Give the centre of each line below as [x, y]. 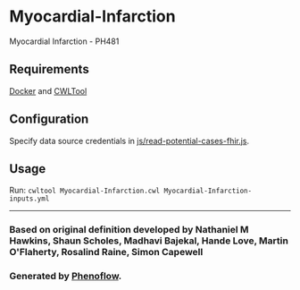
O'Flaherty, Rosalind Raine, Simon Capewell [106, 252]
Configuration [49, 119]
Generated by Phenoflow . [66, 277]
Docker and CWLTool [48, 90]
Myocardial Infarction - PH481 [64, 41]
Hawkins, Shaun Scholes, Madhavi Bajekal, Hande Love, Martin [149, 241]
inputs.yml [29, 199]
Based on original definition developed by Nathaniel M [129, 230]
